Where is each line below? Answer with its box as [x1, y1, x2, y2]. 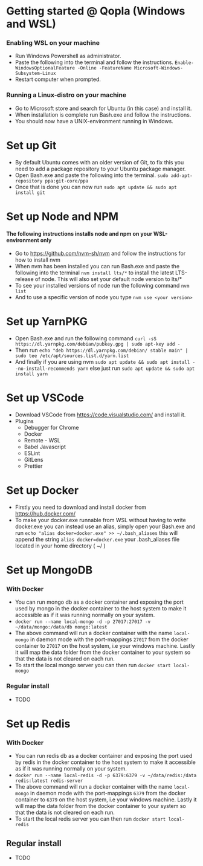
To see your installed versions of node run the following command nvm [14, 282, 190, 289]
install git [14, 189, 45, 196]
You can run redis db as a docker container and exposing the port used [14, 752, 193, 760]
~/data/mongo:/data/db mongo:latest [14, 624, 108, 630]
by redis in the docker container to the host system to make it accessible [14, 758, 196, 766]
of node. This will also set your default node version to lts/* [35, 276, 182, 283]
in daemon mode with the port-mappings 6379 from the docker [30, 790, 186, 797]
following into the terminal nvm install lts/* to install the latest [14, 269, 174, 276]
